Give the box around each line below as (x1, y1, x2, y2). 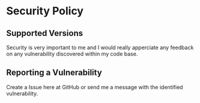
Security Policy (6, 4, 84, 18)
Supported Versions (6, 28, 83, 38)
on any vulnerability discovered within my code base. (6, 50, 138, 57)
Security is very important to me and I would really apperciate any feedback (6, 44, 194, 51)
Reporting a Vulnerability (6, 68, 102, 78)
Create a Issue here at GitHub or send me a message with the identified (6, 83, 183, 90)
